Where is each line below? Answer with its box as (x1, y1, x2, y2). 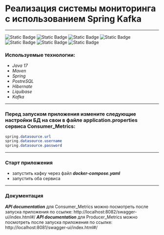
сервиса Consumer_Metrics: (5, 123, 76, 130)
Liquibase (12, 89, 32, 94)
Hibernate (12, 84, 33, 90)
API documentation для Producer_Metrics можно (36, 214, 138, 220)
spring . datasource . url (5, 134, 51, 139)
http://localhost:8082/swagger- (73, 209, 137, 214)
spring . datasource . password (5, 143, 62, 148)
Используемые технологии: (5, 51, 76, 58)
